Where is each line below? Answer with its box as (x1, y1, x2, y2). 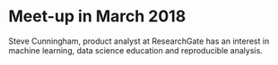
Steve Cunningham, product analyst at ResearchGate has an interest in (8, 36, 270, 46)
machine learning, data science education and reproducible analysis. (8, 45, 264, 55)
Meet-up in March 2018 (8, 6, 187, 27)
